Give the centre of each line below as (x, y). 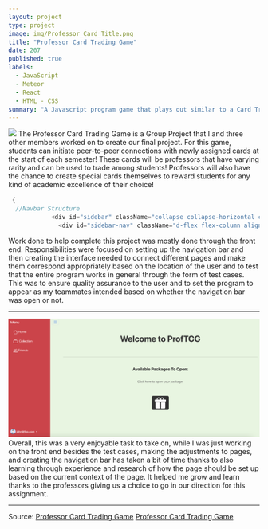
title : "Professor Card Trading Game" (73, 42)
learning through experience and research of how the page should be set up (134, 468)
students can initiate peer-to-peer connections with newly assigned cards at (134, 151)
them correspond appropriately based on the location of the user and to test (134, 266)
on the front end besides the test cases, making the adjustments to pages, (130, 452)
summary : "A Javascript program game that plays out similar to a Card (130, 109)
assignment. (29, 494)
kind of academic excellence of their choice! (81, 185)
